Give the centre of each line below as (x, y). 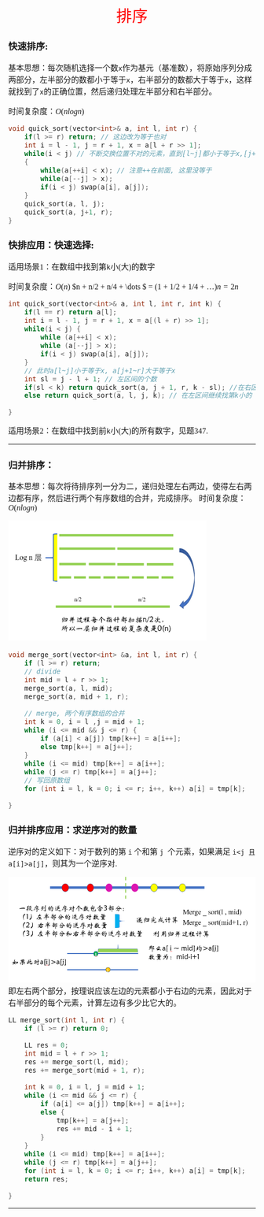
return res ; (46, 1179)
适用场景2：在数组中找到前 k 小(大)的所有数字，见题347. (108, 431)
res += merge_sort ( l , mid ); (77, 1062)
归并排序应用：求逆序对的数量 (73, 831)
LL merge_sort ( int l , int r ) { (67, 1020)
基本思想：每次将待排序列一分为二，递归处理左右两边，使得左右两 (130, 487)
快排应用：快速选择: (51, 245)
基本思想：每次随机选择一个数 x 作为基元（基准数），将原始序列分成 (130, 68)
